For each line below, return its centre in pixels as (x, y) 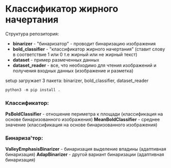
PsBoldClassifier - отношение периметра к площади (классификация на (84, 114)
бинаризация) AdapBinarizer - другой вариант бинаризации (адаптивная (85, 155)
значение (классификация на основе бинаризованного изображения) (81, 125)
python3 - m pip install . (33, 90)
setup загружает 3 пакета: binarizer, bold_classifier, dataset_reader (77, 80)
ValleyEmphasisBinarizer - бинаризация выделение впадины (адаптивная (86, 149)
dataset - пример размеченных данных (56, 60)
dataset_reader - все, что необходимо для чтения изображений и (84, 65)
